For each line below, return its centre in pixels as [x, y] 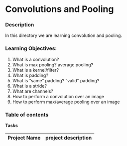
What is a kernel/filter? [35, 70]
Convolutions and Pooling [60, 9]
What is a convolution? [36, 59]
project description [69, 138]
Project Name [24, 138]
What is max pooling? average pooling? [53, 65]
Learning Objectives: [31, 48]
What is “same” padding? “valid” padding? [56, 80]
